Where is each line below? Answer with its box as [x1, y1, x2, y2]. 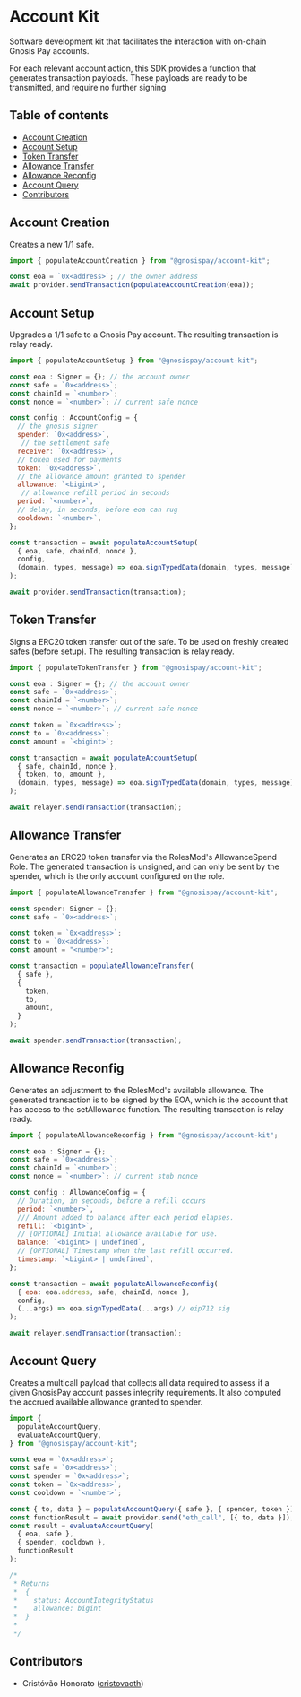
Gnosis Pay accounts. [9, 45, 90, 56]
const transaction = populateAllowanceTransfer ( [9, 962, 194, 970]
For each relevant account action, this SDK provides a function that [9, 63, 257, 74]
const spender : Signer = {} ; [9, 904, 118, 913]
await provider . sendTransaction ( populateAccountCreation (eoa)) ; [9, 281, 254, 290]
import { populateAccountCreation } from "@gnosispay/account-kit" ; [9, 256, 271, 265]
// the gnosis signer [17, 422, 99, 431]
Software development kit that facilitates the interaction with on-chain [9, 36, 267, 47]
